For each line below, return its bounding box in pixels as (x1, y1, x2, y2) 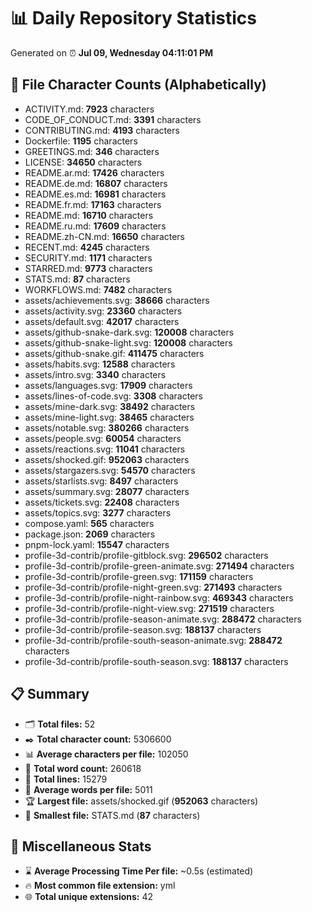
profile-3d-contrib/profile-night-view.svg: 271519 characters (24, 602, 275, 614)
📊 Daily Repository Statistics (10, 7, 257, 30)
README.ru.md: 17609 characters (24, 220, 167, 232)
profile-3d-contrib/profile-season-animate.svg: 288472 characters (24, 613, 302, 625)
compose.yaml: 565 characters (24, 517, 155, 529)
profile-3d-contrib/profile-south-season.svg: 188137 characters (24, 655, 289, 667)
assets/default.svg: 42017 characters (24, 315, 180, 327)
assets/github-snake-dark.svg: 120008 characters (24, 326, 235, 338)
